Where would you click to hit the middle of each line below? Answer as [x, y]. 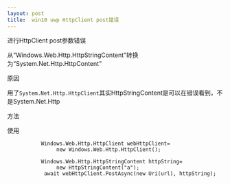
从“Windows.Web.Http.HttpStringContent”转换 [73, 55]
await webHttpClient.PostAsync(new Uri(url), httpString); [130, 173]
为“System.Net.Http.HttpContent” [54, 63]
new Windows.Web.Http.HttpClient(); [108, 149]
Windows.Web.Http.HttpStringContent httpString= [112, 161]
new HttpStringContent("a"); [97, 168]
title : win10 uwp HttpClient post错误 [63, 20]
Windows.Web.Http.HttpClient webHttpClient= [105, 143]
